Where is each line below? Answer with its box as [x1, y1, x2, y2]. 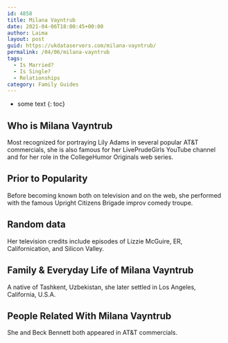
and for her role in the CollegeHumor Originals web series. [7, 153, 174, 161]
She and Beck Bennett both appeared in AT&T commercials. [7, 328, 178, 337]
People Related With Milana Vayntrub [7, 310, 172, 322]
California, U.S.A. [7, 290, 56, 298]
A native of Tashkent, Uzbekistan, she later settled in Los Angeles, [7, 283, 196, 291]
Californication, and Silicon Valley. [7, 244, 104, 252]
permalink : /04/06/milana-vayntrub [7, 49, 110, 56]
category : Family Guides [7, 81, 79, 88]
